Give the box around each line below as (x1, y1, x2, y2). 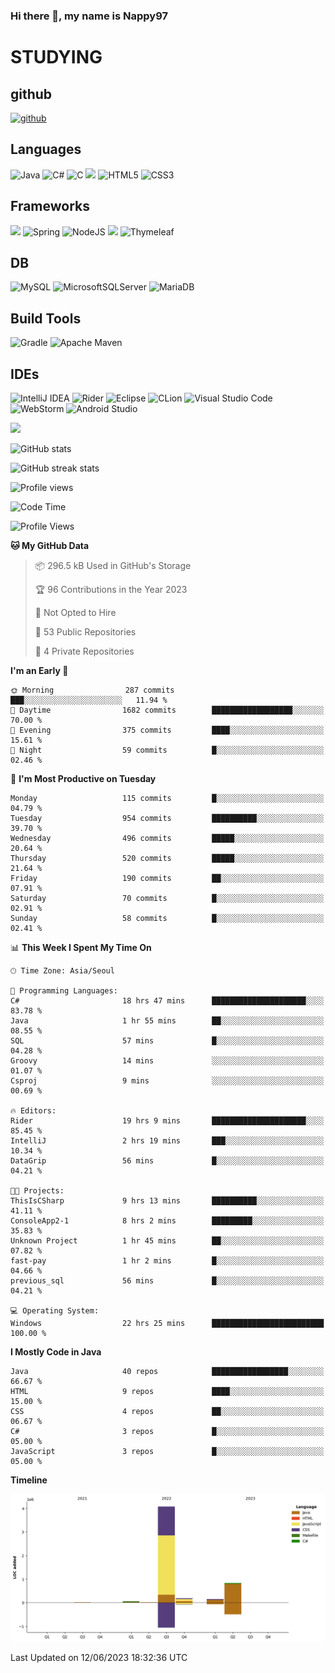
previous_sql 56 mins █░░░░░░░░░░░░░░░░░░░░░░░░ (10, 1275, 325, 1286)
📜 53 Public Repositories (34, 625, 137, 638)
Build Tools (10, 310, 82, 327)
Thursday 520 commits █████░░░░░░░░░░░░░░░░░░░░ (10, 853, 325, 863)
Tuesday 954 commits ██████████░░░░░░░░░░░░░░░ (10, 813, 325, 823)
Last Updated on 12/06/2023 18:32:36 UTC (10, 1652, 188, 1664)
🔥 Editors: (10, 1105, 57, 1116)
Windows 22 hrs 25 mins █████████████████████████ (10, 1318, 325, 1328)
